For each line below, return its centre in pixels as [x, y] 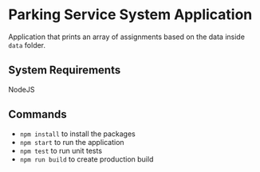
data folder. [27, 45]
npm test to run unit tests [61, 150]
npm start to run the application [72, 142]
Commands [38, 114]
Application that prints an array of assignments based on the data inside [127, 37]
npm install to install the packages [77, 134]
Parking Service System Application [130, 15]
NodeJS [22, 89]
